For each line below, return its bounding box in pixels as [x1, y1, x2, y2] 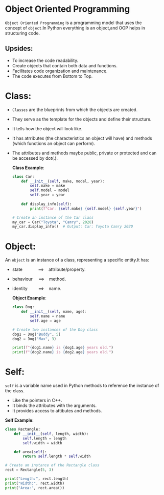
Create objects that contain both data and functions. [12, 62, 118, 68]
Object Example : [12, 295, 47, 301]
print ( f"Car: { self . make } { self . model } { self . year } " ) [30, 206, 142, 211]
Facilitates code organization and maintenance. [12, 68, 108, 74]
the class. [5, 388, 25, 394]
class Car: [12, 174, 35, 179]
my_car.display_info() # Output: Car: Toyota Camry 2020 [12, 224, 133, 229]
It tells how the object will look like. [12, 125, 83, 131]
